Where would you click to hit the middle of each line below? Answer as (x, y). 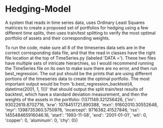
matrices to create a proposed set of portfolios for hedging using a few (77, 27)
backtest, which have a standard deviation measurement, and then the (76, 94)
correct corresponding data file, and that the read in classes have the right (80, 53)
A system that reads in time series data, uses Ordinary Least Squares (75, 22)
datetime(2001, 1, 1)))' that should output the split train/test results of (74, 89)
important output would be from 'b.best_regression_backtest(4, (69, 84)
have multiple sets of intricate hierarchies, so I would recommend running (80, 63)
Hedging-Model (38, 9)
